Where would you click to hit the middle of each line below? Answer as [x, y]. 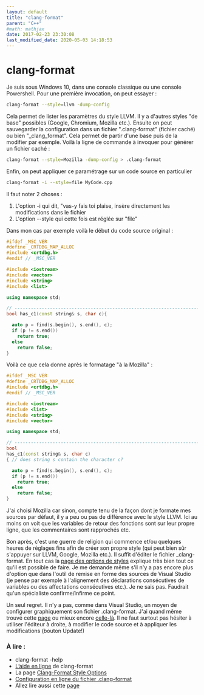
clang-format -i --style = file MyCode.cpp [59, 182]
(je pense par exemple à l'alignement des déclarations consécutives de [95, 580]
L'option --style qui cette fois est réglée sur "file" [76, 219]
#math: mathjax [25, 29]
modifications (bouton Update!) [46, 631]
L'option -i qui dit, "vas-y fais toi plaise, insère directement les [92, 206]
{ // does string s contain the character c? [65, 459]
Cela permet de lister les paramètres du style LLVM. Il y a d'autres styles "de [102, 116]
